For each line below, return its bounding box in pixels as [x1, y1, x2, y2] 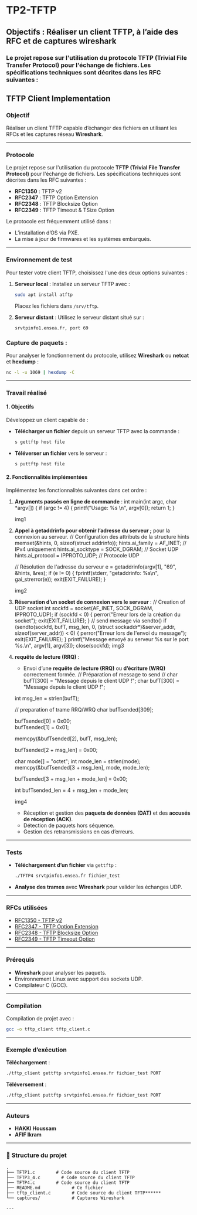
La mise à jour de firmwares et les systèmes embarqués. [14, 236, 151, 243]
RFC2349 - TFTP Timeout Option [14, 935, 95, 942]
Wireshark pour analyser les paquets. [14, 969, 107, 976]
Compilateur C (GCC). [14, 981, 68, 988]
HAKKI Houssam [14, 1125, 57, 1132]
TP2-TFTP [6, 4, 57, 17]
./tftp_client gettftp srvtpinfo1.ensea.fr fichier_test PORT [6, 1070, 161, 1076]
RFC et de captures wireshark [6, 36, 117, 46]
